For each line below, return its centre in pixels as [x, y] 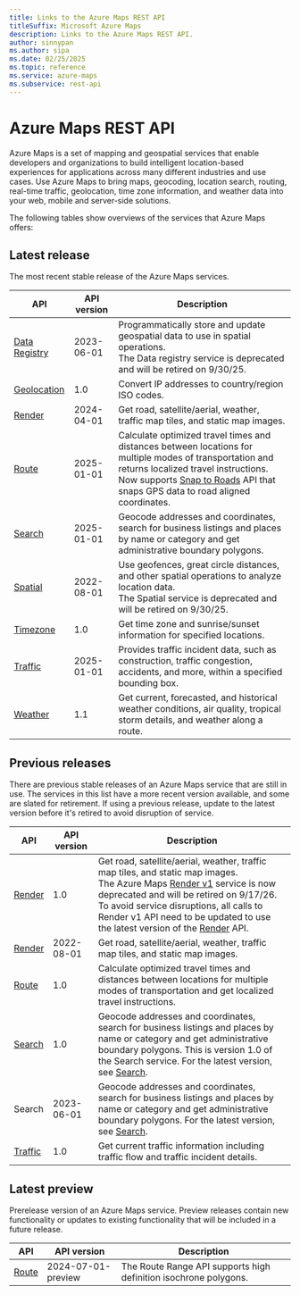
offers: [21, 227]
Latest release [50, 255]
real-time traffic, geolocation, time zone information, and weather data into [146, 191]
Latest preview [51, 1189]
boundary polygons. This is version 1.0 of [185, 1050]
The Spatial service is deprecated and [198, 598]
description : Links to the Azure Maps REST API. [101, 34]
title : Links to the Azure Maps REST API [87, 17]
